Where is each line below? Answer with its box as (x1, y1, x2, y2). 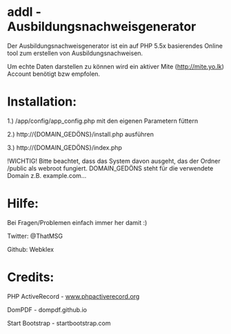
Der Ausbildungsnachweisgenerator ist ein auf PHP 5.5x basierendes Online (7, 41, 223, 50)
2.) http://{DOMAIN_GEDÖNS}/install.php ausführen (7, 130, 154, 138)
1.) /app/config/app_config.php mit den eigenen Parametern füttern (7, 117, 199, 125)
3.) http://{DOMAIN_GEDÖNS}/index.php (7, 143, 123, 152)
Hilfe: (7, 196, 39, 211)
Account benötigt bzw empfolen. (7, 70, 101, 78)
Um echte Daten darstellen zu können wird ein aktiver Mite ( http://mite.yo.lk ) (7, 62, 224, 70)
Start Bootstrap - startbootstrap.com (7, 319, 112, 327)
